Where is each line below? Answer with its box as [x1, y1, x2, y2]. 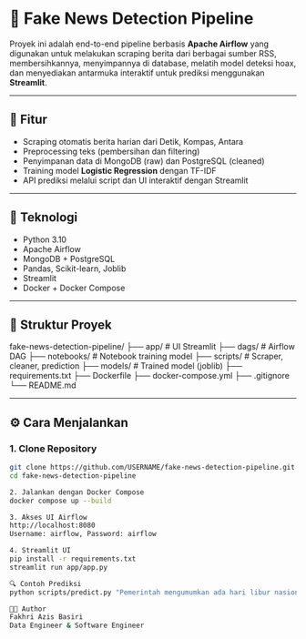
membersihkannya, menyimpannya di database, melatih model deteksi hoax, [9, 57, 297, 68]
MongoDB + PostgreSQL [22, 253, 116, 264]
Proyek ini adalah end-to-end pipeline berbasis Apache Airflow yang [9, 38, 270, 49]
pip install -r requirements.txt [9, 554, 137, 563]
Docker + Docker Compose [22, 282, 126, 293]
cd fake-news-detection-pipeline [9, 471, 137, 481]
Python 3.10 [22, 234, 66, 245]
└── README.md [9, 380, 76, 390]
